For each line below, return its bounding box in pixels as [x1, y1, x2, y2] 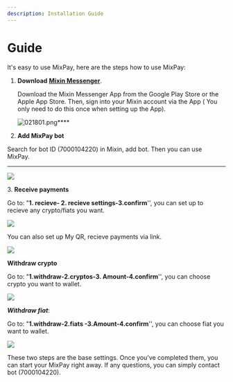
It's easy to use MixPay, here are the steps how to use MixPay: [7, 63, 186, 71]
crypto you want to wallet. [7, 279, 82, 288]
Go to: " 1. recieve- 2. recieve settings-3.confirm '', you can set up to [7, 198, 204, 207]
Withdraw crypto [7, 259, 58, 267]
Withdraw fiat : [7, 306, 51, 314]
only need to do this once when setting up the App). [17, 105, 166, 113]
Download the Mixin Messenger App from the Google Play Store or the [17, 89, 219, 98]
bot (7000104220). [7, 368, 61, 376]
